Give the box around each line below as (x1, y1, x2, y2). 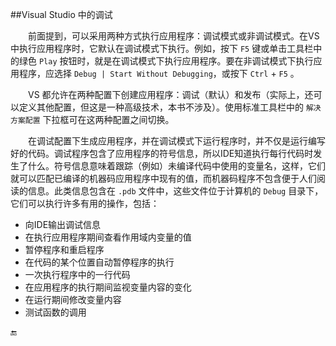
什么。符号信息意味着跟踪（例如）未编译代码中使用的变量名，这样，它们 (27, 160, 326, 172)
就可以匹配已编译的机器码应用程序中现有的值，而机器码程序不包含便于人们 (10, 173, 317, 184)
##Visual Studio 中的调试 (10, 9, 113, 20)
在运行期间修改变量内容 (24, 294, 122, 305)
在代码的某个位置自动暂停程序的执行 (24, 256, 175, 268)
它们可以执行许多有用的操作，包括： (10, 198, 160, 209)
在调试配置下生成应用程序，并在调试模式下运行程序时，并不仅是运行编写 (28, 135, 326, 147)
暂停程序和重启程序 (24, 244, 105, 255)
